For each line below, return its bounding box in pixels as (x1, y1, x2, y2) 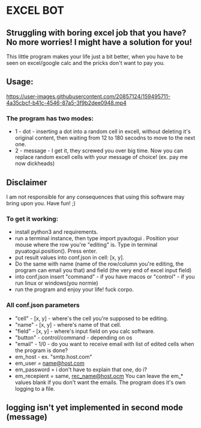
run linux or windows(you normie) (14, 279, 98, 287)
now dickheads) (14, 160, 55, 167)
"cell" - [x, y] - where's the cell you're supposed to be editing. (14, 314, 169, 322)
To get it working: (6, 214, 59, 223)
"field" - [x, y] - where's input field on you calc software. (14, 327, 155, 335)
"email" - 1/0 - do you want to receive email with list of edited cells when (14, 340, 194, 347)
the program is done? (14, 347, 68, 354)
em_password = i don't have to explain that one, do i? (14, 365, 147, 373)
